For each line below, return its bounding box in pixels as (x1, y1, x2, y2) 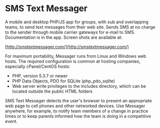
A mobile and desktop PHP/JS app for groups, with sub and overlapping (5, 19, 149, 25)
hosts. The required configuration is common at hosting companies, (5, 58, 141, 64)
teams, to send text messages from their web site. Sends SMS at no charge (5, 24, 156, 30)
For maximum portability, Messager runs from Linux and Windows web (5, 53, 146, 59)
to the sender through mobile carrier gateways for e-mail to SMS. (5, 29, 135, 35)
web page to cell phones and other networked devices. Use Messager (5, 103, 145, 109)
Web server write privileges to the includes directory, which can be (12, 83, 146, 89)
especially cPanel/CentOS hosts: (5, 64, 70, 69)
